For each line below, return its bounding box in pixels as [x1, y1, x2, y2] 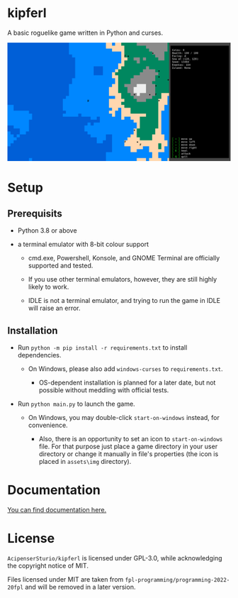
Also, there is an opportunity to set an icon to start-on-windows [38, 435, 223, 443]
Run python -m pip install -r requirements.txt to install [17, 343, 188, 352]
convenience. [28, 421, 69, 430]
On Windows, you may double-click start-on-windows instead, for [28, 414, 220, 422]
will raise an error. [28, 304, 81, 313]
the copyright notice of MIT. [7, 562, 89, 570]
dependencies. [17, 351, 62, 360]
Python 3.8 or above [17, 226, 77, 235]
